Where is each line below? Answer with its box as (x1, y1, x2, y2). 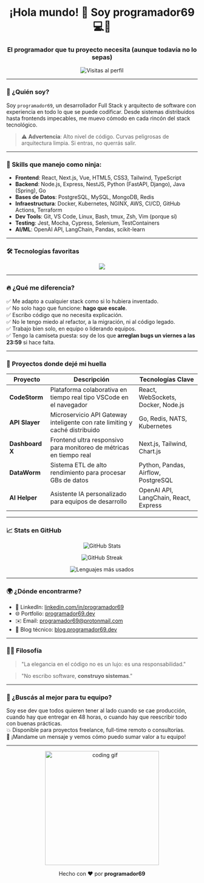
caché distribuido (50, 425, 100, 434)
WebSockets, (138, 393, 177, 401)
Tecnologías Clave (139, 375, 194, 383)
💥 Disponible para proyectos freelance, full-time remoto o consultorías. (6, 727, 185, 734)
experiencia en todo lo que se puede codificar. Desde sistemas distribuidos (6, 108, 195, 115)
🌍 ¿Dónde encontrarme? (6, 587, 82, 596)
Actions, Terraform (15, 206, 63, 214)
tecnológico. (6, 121, 38, 128)
